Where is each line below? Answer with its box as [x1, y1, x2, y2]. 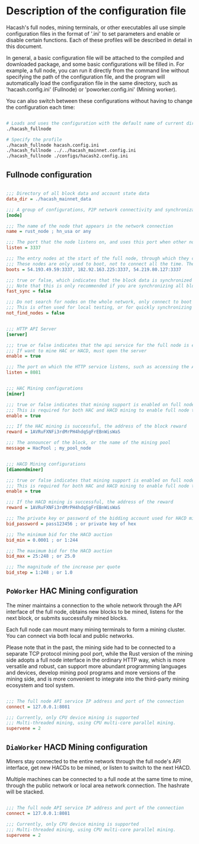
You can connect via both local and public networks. [6, 632, 134, 639]
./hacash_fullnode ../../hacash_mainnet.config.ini [6, 147, 136, 154]
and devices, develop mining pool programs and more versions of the [6, 669, 176, 676]
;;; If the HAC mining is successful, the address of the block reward [6, 423, 187, 429]
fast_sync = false [6, 288, 52, 295]
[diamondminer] [6, 466, 44, 473]
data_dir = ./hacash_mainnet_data [6, 196, 92, 202]
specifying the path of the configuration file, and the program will [6, 73, 165, 80]
